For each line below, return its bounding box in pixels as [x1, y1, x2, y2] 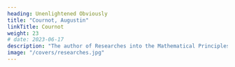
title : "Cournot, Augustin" [7, 17, 90, 24]
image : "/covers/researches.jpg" [7, 50, 105, 57]
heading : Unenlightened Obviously [7, 10, 108, 17]
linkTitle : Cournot [7, 23, 64, 30]
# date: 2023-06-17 [7, 36, 64, 43]
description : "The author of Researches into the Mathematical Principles [7, 43, 230, 50]
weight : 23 [7, 29, 39, 37]
